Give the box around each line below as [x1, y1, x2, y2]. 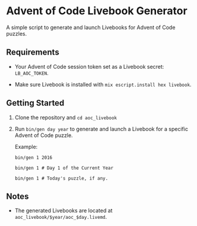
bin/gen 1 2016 [14, 154, 53, 161]
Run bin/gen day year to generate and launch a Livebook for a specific [14, 125, 189, 132]
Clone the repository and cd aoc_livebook [14, 114, 117, 121]
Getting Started [6, 98, 65, 108]
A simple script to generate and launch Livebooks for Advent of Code [6, 24, 176, 31]
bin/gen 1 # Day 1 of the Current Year [14, 165, 114, 171]
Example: [14, 143, 38, 150]
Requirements [6, 47, 59, 58]
